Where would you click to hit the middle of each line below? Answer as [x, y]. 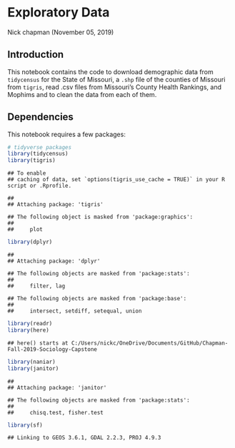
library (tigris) [31, 161]
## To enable [27, 173]
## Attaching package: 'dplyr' [54, 261]
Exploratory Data [59, 12]
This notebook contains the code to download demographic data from [111, 71]
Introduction [36, 55]
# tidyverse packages [40, 147]
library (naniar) [31, 362]
